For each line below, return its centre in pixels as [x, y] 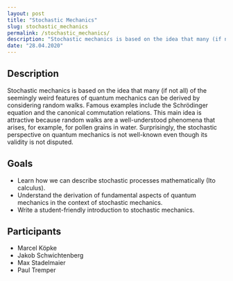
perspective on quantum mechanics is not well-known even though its [107, 134]
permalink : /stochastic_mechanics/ [59, 33]
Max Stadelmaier [41, 263]
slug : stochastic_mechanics [48, 26]
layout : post [26, 13]
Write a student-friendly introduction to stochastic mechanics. [106, 210]
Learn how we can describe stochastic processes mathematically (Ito [116, 180]
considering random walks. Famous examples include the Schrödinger [108, 105]
